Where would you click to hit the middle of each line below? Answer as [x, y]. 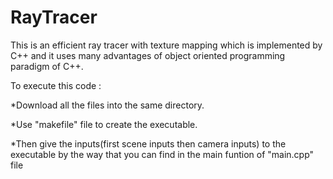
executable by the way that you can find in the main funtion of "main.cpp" [162, 154]
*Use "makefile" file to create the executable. [104, 124]
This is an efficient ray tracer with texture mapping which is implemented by [166, 45]
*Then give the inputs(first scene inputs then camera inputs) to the [148, 143]
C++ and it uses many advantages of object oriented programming [148, 55]
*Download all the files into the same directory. [107, 105]
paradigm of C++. [47, 66]
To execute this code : [56, 85]
